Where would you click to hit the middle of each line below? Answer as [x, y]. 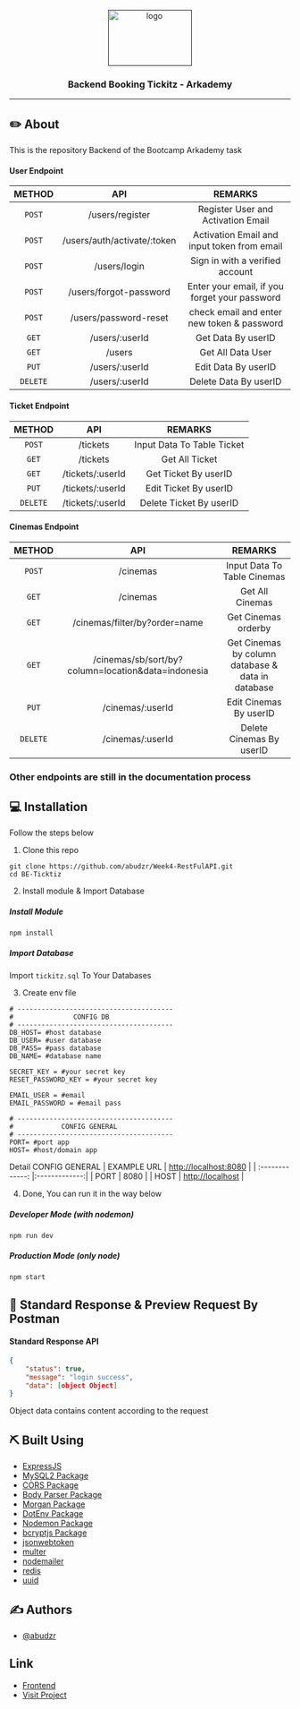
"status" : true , [56, 1369]
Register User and [236, 209]
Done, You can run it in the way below [92, 1194]
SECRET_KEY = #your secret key [67, 1072]
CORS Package [50, 1485]
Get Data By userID [235, 338]
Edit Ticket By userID [190, 488]
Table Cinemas [254, 577]
